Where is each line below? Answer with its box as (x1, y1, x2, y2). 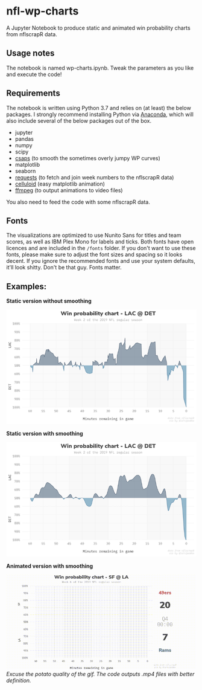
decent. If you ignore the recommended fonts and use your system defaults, (6, 257, 196, 265)
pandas (14, 135, 34, 143)
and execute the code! (6, 71, 62, 78)
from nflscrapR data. (6, 30, 57, 37)
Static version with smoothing (6, 430, 83, 437)
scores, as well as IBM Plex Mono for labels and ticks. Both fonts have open (6, 238, 194, 245)
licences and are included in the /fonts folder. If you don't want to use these (6, 245, 196, 252)
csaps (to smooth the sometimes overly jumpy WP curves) (14, 154, 161, 161)
